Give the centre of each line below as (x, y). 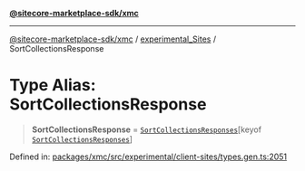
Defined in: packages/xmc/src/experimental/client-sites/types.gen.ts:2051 (148, 157)
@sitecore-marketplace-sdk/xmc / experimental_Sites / (113, 39)
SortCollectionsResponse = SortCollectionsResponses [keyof (146, 129)
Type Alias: (53, 85)
